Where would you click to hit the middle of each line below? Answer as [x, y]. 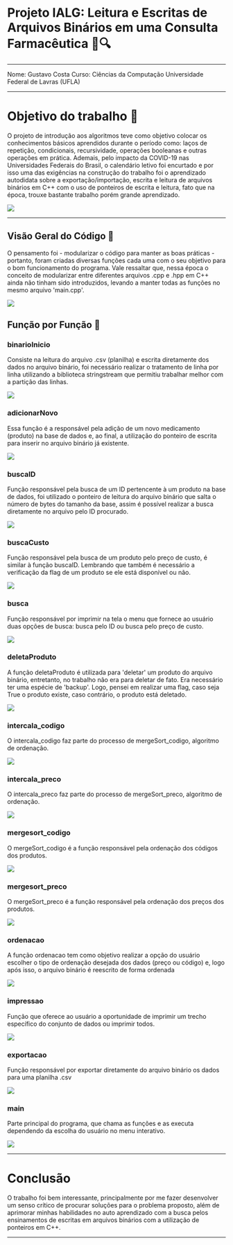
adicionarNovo [33, 413]
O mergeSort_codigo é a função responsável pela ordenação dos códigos [113, 848]
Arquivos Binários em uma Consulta [113, 27]
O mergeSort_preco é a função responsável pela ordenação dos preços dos [115, 902]
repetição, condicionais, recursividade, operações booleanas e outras [107, 150]
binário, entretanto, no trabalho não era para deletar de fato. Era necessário [115, 679]
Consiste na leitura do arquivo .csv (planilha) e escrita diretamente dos [108, 360]
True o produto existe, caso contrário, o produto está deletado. [97, 695]
